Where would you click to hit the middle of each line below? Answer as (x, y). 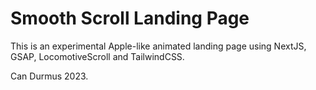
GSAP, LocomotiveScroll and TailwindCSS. (97, 56)
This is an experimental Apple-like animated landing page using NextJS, (158, 46)
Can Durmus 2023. (49, 76)
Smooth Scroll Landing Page (130, 18)
